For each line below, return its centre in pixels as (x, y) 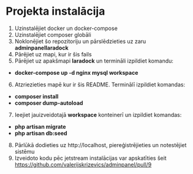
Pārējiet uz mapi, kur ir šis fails (53, 54)
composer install (36, 96)
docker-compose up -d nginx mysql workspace (76, 72)
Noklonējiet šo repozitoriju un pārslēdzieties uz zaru (80, 41)
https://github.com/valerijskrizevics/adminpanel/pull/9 (83, 164)
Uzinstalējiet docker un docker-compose (66, 28)
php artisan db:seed (41, 133)
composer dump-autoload (49, 103)
